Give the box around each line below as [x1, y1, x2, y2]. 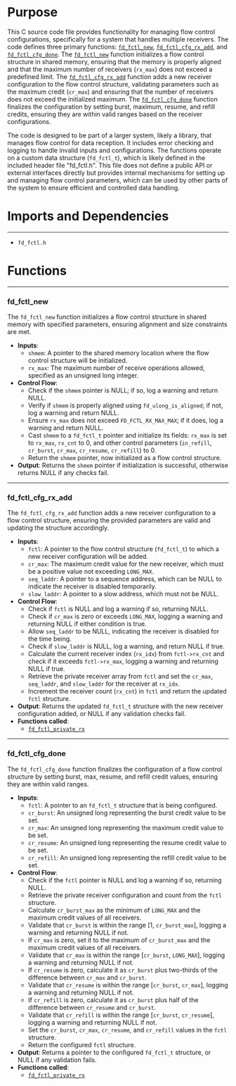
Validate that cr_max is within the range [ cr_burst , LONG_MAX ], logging [27, 951, 225, 959]
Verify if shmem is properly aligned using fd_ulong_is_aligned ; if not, [27, 401, 223, 409]
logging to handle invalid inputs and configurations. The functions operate [7, 146, 221, 154]
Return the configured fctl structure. [27, 1040, 136, 1049]
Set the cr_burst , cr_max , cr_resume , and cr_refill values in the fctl [27, 1025, 227, 1034]
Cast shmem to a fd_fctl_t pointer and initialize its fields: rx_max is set [27, 431, 227, 440]
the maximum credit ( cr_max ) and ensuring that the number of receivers [7, 87, 214, 96]
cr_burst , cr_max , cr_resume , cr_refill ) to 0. [27, 446, 157, 455]
